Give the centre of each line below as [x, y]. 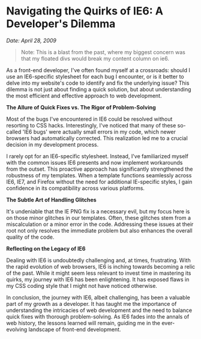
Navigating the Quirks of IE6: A [85, 11]
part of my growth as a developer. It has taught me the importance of [91, 304]
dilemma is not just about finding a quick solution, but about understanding [99, 89]
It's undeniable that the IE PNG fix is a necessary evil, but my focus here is [98, 211]
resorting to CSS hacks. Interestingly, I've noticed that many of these [91, 125]
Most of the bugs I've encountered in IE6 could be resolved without [89, 119]
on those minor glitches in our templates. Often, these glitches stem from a [98, 218]
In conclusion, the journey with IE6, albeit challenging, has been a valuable [98, 297]
